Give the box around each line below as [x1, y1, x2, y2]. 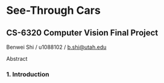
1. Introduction [6, 70, 49, 78]
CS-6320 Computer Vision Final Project [6, 28, 159, 38]
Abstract [6, 55, 28, 62]
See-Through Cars [6, 4, 101, 17]
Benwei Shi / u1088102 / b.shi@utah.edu [6, 43, 107, 51]
